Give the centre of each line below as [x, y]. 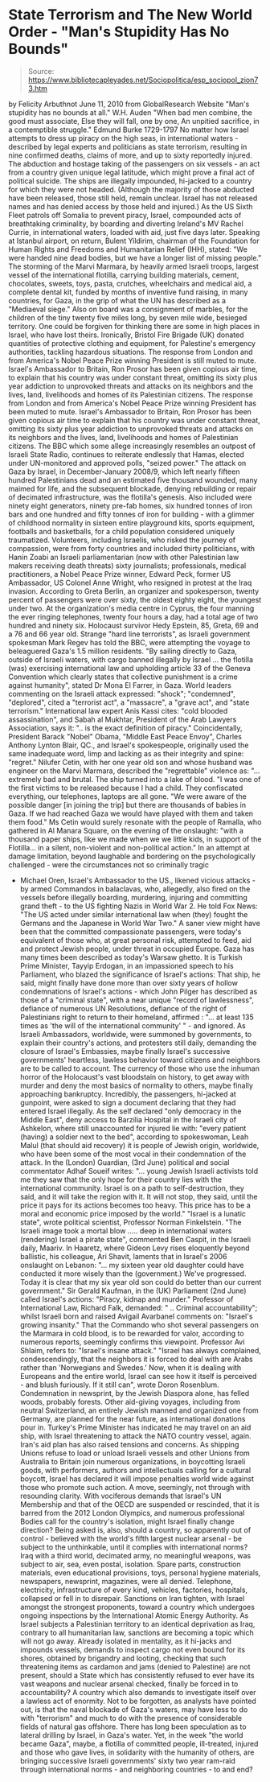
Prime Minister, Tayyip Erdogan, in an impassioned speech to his [127, 965]
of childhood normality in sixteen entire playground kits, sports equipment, [132, 523]
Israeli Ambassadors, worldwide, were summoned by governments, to [135, 1034]
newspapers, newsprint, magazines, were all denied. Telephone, [127, 1581]
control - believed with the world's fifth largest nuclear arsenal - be [131, 1538]
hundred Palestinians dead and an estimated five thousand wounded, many [133, 479]
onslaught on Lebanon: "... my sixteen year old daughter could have [132, 1265]
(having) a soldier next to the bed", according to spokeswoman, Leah [134, 1137]
